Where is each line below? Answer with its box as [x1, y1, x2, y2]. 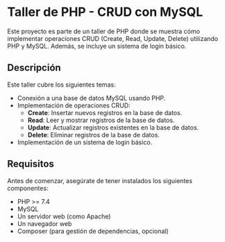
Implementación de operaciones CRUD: [17, 101, 131, 110]
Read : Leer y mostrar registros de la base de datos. [27, 116, 175, 124]
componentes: [7, 184, 49, 192]
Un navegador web [17, 219, 72, 227]
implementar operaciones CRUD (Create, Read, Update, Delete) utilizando [7, 34, 219, 42]
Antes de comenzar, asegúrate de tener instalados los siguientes [7, 176, 193, 184]
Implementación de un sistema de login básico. [17, 138, 153, 146]
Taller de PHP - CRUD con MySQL [7, 4, 203, 20]
